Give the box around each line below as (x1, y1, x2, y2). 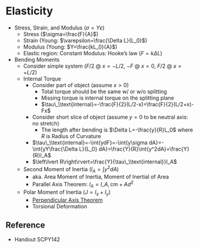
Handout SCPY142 (14, 236, 60, 243)
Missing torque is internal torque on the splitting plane (41, 94, 174, 101)
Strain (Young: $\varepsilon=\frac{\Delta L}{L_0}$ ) (23, 37, 147, 44)
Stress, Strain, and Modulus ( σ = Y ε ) (14, 24, 105, 31)
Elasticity (5, 4, 53, 18)
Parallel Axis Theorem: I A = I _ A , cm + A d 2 (32, 180, 134, 189)
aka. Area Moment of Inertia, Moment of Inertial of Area (32, 173, 169, 181)
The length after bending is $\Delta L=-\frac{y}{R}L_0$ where (41, 126, 193, 133)
